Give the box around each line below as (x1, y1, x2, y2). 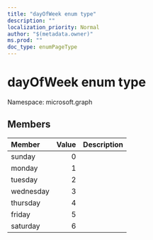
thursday (11, 197, 41, 207)
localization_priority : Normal (7, 24, 100, 31)
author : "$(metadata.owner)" (7, 30, 93, 38)
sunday (11, 151, 35, 161)
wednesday (11, 186, 50, 196)
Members (7, 118, 51, 130)
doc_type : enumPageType (7, 43, 78, 51)
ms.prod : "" (7, 37, 42, 44)
